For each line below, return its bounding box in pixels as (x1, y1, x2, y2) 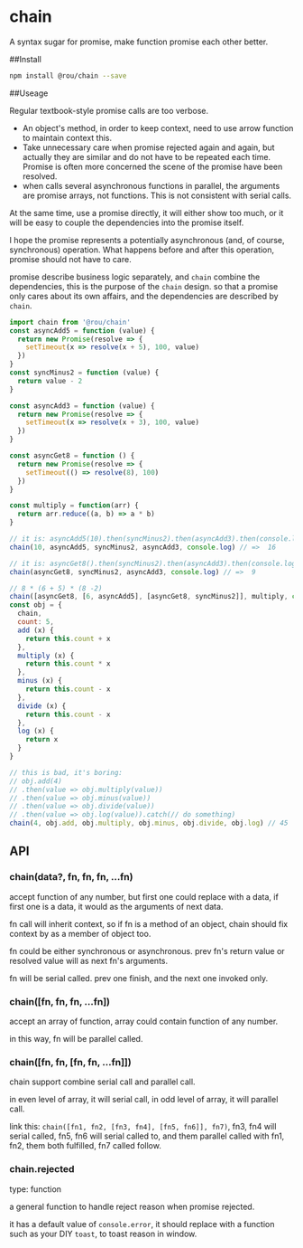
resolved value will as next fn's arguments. (9, 955, 169, 966)
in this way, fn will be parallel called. (9, 1034, 143, 1045)
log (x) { (17, 726, 54, 736)
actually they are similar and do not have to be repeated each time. (22, 151, 271, 162)
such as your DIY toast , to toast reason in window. (9, 1228, 197, 1239)
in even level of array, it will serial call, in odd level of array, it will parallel (9, 1094, 279, 1105)
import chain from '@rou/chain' (9, 317, 131, 326)
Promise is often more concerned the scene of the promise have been (22, 161, 283, 172)
